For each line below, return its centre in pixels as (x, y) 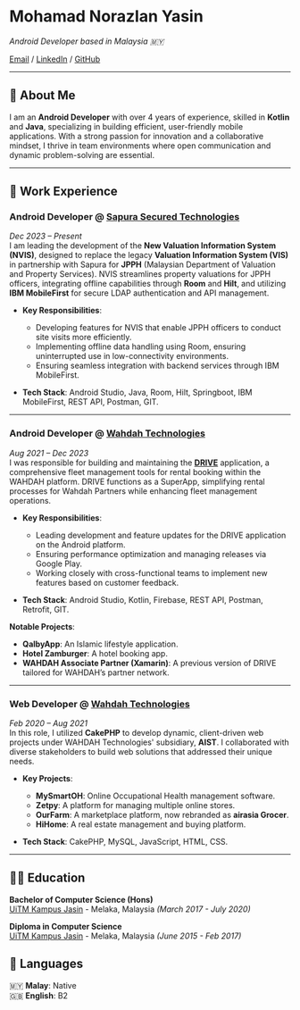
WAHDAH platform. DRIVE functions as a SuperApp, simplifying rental (137, 481)
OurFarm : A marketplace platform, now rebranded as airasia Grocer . (162, 815)
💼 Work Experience (63, 192)
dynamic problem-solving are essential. (82, 154)
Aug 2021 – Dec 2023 (49, 453)
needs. (22, 762)
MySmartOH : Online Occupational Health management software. (155, 796)
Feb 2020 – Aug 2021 (48, 723)
